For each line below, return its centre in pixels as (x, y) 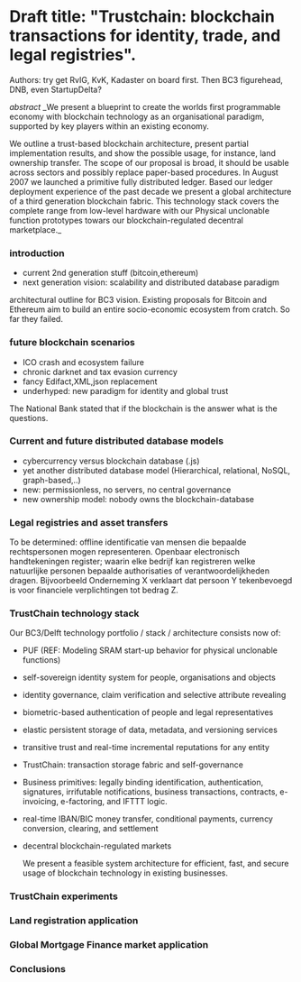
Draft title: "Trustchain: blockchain (142, 17)
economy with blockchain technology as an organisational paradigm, (137, 116)
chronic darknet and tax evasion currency (100, 372)
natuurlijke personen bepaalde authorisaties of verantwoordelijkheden (140, 571)
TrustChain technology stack (74, 613)
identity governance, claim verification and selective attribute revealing (154, 695)
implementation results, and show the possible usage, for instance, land (143, 153)
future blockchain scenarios (72, 343)
